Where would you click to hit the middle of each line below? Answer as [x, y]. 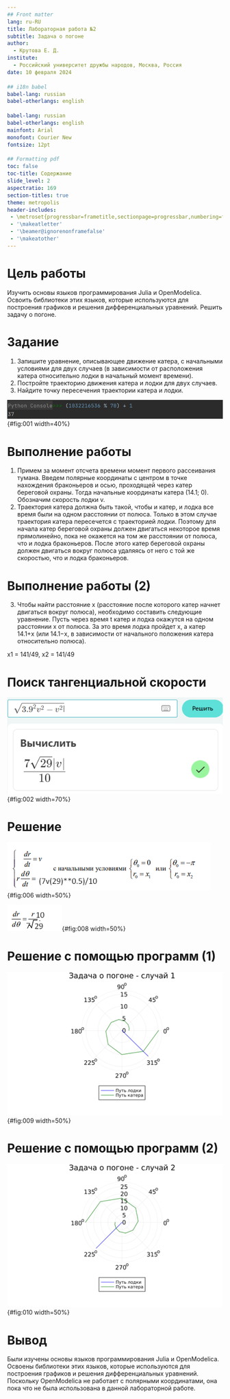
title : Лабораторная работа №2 [52, 29]
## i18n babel [27, 87]
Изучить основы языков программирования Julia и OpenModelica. [104, 292]
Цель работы [47, 273]
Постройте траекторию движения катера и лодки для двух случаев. [117, 383]
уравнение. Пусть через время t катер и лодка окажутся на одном [115, 619]
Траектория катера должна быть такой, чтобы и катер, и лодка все [115, 507]
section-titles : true [38, 195]
